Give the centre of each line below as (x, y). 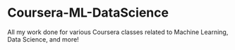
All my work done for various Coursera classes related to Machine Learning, (118, 32)
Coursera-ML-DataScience (88, 13)
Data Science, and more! (43, 39)
